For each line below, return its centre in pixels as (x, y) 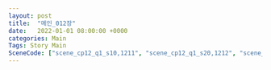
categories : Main (38, 38)
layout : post (30, 16)
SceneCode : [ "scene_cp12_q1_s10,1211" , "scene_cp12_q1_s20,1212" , (122, 53)
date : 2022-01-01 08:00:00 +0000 (68, 31)
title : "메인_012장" (42, 23)
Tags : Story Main (38, 46)
